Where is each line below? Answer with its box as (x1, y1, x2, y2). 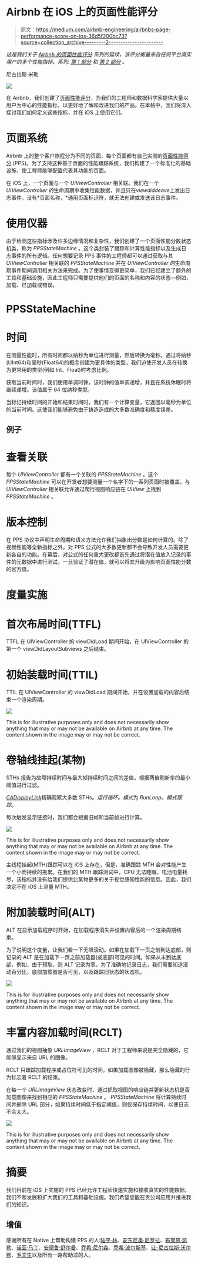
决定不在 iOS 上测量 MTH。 (6, 883, 72, 890)
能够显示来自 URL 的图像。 (6, 1054, 71, 1061)
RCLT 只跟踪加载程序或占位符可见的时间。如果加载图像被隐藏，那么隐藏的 (6, 1067, 185, 1074)
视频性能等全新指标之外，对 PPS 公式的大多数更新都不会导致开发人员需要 (6, 544, 184, 551)
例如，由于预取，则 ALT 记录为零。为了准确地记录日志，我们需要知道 (16, 961, 183, 968)
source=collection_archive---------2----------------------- (20, 39, 163, 46)
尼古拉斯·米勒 (6, 70, 39, 78)
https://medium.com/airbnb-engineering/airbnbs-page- (36, 26, 172, 33)
